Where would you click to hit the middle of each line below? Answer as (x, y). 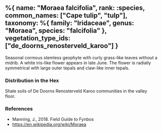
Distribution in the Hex (32, 81)
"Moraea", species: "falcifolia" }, (56, 31)
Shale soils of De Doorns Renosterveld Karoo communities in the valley (76, 91)
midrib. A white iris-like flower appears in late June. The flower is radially (78, 63)
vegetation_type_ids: (38, 38)
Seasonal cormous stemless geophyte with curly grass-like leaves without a (81, 57)
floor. (10, 96)
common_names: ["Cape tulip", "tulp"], (66, 16)
